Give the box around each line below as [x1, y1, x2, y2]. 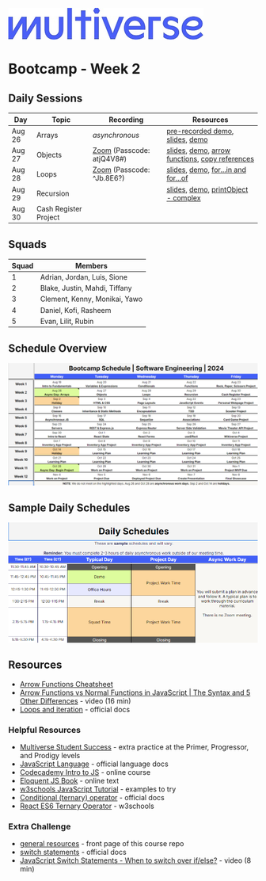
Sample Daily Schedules [8, 501, 131, 514]
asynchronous [92, 131, 140, 140]
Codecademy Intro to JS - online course [19, 767, 151, 776]
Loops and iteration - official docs [19, 704, 131, 714]
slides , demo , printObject [165, 185, 249, 194]
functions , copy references [165, 154, 255, 163]
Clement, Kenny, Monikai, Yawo [40, 294, 143, 304]
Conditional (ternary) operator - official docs [19, 792, 165, 802]
